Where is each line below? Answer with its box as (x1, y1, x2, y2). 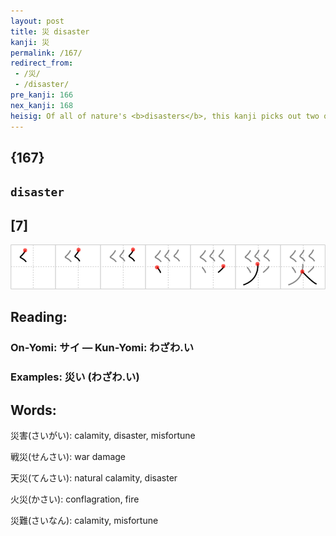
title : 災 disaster (10, 26, 90, 37)
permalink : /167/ (10, 48, 83, 58)
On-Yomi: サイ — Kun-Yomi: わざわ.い (10, 341, 195, 355)
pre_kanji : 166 (10, 90, 74, 100)
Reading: (10, 309, 68, 326)
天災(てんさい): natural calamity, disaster (10, 472, 178, 484)
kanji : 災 (10, 37, 50, 47)
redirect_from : (10, 58, 74, 69)
